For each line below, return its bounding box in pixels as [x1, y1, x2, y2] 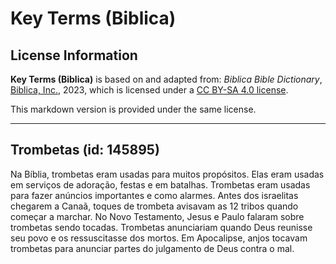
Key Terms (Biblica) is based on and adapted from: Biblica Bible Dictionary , [10, 73, 323, 85]
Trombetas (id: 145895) [10, 142, 160, 159]
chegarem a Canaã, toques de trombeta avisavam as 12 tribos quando [10, 200, 299, 212]
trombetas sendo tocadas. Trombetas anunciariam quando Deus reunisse [10, 221, 313, 233]
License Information [10, 47, 138, 64]
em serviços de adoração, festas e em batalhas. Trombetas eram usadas [10, 178, 311, 191]
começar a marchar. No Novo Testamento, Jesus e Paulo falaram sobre [10, 210, 305, 222]
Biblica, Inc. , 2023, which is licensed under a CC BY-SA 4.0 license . [10, 84, 289, 96]
